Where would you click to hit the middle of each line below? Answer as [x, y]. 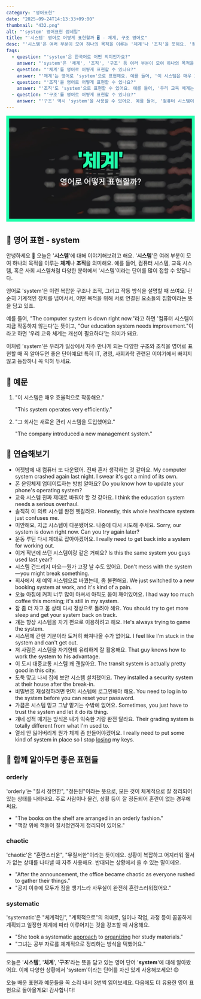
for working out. [35, 546]
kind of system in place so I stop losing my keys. [74, 739]
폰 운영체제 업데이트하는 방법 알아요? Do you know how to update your [99, 483]
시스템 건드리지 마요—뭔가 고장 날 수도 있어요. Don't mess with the [94, 567]
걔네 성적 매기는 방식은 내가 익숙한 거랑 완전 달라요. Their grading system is [104, 719]
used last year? [33, 559]
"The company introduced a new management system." [83, 434]
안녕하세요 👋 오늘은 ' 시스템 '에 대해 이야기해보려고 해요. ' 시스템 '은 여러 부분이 [96, 256]
